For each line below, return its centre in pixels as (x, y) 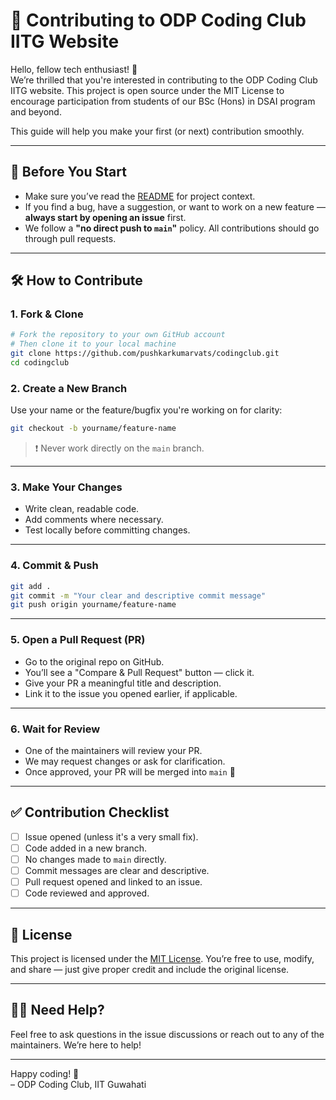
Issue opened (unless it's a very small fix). (111, 836)
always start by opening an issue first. (105, 217)
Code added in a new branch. (86, 848)
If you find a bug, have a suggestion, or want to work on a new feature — (175, 206)
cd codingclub (40, 363)
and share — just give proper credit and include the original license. (150, 969)
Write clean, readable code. (82, 509)
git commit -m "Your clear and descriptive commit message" (138, 595)
